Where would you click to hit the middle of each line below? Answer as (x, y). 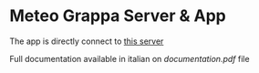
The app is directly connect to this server (87, 41)
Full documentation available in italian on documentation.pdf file (129, 58)
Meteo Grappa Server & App (118, 16)
